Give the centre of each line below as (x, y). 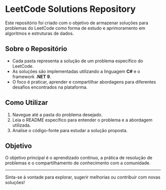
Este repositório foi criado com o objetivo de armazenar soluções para (77, 23)
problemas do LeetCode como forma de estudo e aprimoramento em (75, 28)
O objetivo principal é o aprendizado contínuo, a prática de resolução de (79, 158)
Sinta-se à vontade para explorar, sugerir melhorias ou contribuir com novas (83, 177)
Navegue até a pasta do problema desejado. (57, 114)
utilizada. (21, 125)
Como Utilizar (27, 103)
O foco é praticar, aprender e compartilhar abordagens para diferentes (84, 82)
